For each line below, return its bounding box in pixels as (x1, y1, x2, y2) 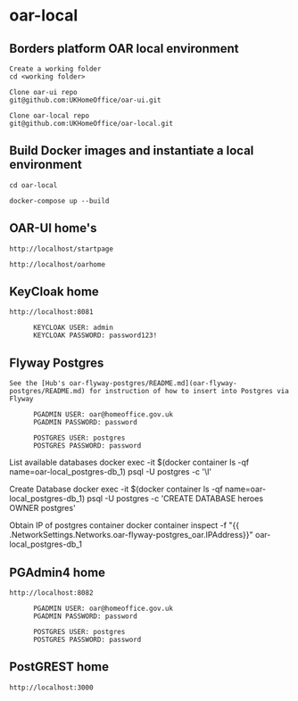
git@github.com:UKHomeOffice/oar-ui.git (9, 95, 162, 104)
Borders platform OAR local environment (9, 41, 239, 56)
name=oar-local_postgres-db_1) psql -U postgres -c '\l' (9, 466, 212, 477)
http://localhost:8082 (9, 589, 94, 598)
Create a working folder (9, 64, 102, 73)
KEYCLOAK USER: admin (32, 323, 114, 333)
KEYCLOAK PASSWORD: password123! (32, 331, 158, 340)
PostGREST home (9, 659, 110, 674)
